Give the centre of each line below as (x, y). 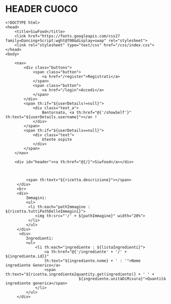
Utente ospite (57, 139)
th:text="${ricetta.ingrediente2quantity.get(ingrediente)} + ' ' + (80, 274)
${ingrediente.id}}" (27, 256)
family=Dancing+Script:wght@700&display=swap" (56, 41)
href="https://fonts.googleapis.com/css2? (74, 36)
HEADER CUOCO (42, 9)
